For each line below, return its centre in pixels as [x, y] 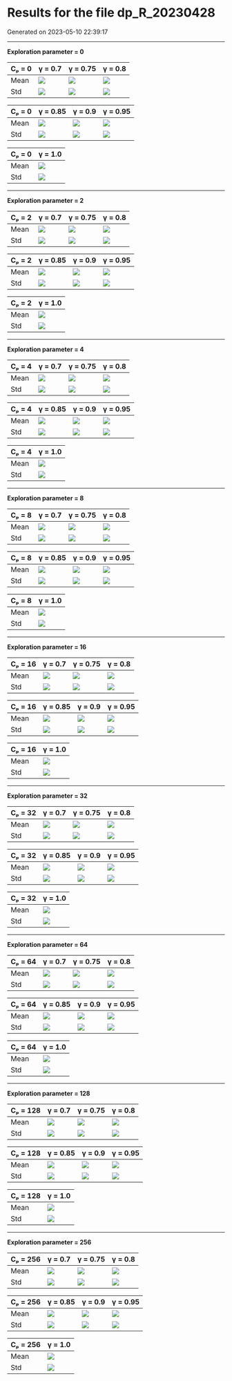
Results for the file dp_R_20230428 [112, 13]
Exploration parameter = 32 [47, 796]
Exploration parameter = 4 [46, 349]
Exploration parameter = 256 [49, 1242]
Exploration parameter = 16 [47, 647]
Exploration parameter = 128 [49, 1093]
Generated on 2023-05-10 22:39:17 [58, 32]
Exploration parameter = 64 [48, 944]
